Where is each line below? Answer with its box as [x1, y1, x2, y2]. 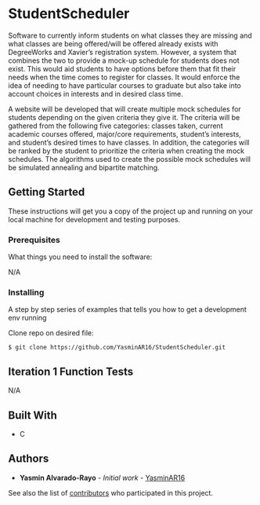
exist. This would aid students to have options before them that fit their [8, 64, 237, 73]
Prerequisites [8, 234, 60, 245]
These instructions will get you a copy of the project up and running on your [8, 206, 253, 216]
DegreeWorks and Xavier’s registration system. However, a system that [8, 47, 237, 57]
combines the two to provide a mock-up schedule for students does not [8, 56, 240, 65]
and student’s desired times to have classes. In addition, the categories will [8, 137, 250, 147]
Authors [8, 452, 49, 466]
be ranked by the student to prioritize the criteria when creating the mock [8, 146, 245, 156]
